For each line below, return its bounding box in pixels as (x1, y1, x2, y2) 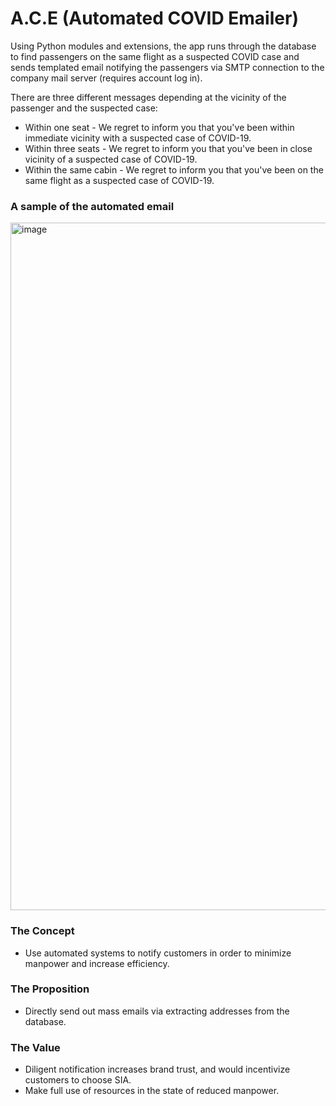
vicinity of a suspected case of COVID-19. (24, 153, 198, 165)
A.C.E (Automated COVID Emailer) (10, 7, 299, 30)
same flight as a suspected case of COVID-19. (24, 174, 215, 186)
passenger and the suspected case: (10, 102, 158, 114)
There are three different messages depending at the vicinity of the (10, 91, 287, 103)
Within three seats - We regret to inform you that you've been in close (24, 142, 313, 154)
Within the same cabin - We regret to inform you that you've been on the (24, 163, 324, 176)
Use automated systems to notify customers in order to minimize (24, 947, 292, 959)
